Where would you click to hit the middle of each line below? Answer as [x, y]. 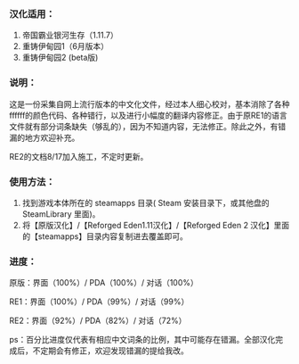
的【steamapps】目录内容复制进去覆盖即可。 [105, 236]
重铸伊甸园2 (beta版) [60, 58]
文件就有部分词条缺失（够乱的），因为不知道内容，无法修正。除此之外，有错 [148, 126]
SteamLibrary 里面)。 [61, 214]
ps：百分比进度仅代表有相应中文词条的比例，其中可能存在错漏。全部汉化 [142, 340]
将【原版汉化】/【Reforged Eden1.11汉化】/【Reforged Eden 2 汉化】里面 [156, 225]
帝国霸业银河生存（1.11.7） [70, 35]
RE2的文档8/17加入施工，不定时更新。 [79, 156]
